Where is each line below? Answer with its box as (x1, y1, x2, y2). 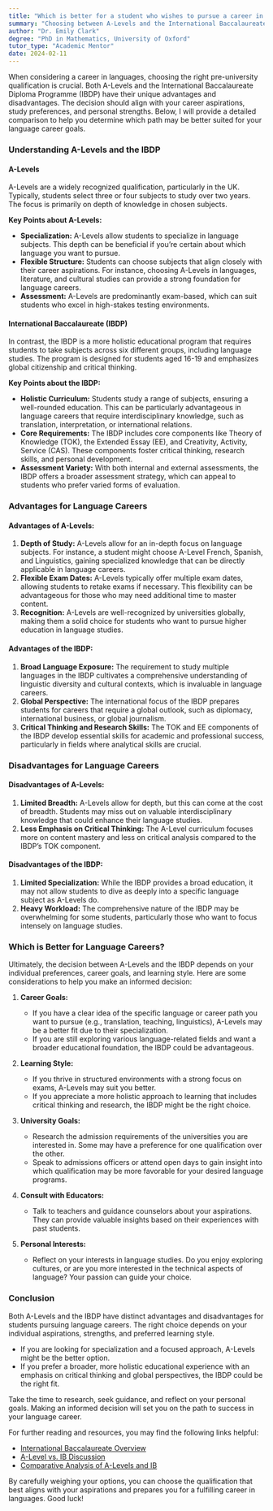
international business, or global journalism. (19, 713, 167, 723)
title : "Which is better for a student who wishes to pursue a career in (8, 11, 264, 20)
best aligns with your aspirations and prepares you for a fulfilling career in (8, 1484, 256, 1495)
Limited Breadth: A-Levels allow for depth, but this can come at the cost (19, 798, 263, 807)
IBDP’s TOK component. (19, 841, 102, 851)
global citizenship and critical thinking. (8, 362, 137, 372)
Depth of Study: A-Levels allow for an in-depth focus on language (19, 539, 242, 548)
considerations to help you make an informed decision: (8, 976, 193, 987)
